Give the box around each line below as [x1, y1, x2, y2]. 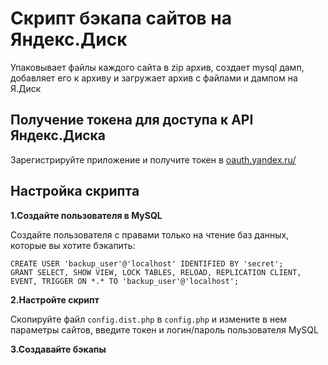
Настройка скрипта [10, 183, 140, 200]
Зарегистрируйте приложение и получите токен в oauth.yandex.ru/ [10, 153, 297, 166]
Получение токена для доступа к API [10, 112, 254, 129]
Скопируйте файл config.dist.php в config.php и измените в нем [10, 313, 288, 325]
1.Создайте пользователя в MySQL [10, 209, 163, 221]
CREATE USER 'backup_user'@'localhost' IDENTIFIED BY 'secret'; [10, 258, 284, 269]
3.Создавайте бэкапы [10, 343, 107, 355]
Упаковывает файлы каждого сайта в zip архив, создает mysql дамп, [10, 61, 305, 73]
